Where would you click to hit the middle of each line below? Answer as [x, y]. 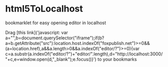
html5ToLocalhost [44, 9]
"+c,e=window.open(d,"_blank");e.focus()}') [51, 59]
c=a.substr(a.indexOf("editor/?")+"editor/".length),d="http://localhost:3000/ [84, 54]
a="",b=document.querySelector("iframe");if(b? [55, 38]
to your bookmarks [117, 59]
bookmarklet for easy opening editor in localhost [56, 23]
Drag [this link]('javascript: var [37, 32]
